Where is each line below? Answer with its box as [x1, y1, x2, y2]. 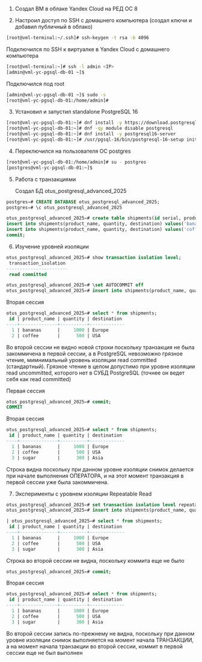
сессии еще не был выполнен [6, 649, 83, 656]
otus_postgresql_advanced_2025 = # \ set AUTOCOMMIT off [6, 282, 144, 288]
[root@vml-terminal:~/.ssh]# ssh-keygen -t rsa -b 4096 [6, 35, 149, 41]
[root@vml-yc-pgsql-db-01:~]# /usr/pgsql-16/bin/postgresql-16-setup [6, 136, 185, 143]
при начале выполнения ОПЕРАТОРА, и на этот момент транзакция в [6, 472, 184, 479]
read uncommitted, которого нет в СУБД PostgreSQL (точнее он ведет [6, 369, 185, 376]
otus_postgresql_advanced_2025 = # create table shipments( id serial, [6, 215, 182, 221]
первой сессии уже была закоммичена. [6, 478, 109, 486]
